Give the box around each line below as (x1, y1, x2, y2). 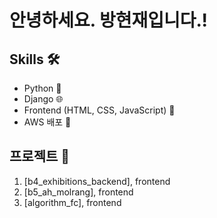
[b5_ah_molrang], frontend (23, 186, 134, 198)
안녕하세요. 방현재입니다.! (9, 9, 208, 32)
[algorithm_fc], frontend (23, 196, 122, 208)
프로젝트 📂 (9, 148, 71, 165)
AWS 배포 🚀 (23, 116, 72, 128)
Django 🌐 (23, 93, 64, 105)
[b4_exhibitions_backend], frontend (23, 175, 171, 187)
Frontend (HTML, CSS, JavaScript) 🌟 (23, 104, 176, 116)
